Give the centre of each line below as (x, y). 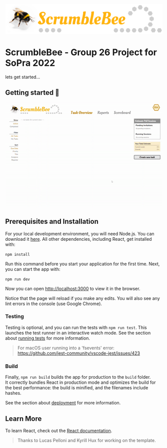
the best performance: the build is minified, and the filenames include (77, 388)
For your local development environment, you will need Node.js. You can (80, 234)
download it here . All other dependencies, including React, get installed (78, 239)
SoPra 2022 (30, 63)
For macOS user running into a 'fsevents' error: (66, 348)
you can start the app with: (33, 269)
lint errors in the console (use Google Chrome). (54, 304)
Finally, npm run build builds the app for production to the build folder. (78, 377)
